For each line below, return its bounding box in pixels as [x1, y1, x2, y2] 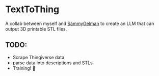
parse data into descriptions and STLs [12, 60, 93, 66]
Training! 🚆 [12, 65, 36, 71]
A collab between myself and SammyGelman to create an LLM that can [5, 20, 154, 27]
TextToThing [5, 4, 60, 15]
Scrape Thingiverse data [12, 54, 65, 60]
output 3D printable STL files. [5, 26, 67, 32]
